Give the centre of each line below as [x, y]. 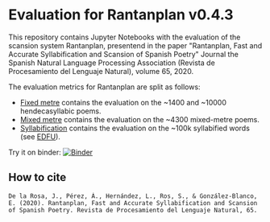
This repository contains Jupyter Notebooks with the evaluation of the [125, 37]
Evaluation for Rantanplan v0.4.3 [121, 15]
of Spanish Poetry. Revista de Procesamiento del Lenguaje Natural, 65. [133, 210]
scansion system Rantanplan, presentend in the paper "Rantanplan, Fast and [135, 45]
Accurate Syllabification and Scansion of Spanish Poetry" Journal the [124, 54]
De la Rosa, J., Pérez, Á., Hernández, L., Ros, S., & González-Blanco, [133, 196]
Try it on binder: [35, 152]
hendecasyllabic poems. [60, 111]
